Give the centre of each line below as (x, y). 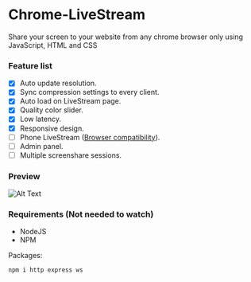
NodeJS (33, 232)
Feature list (31, 65)
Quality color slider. (51, 110)
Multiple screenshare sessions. (70, 155)
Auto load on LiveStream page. (70, 101)
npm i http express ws (46, 270)
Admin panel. (41, 146)
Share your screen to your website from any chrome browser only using (126, 37)
